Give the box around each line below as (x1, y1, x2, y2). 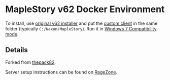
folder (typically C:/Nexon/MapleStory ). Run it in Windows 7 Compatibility (5, 25, 157, 31)
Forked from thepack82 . (5, 59, 56, 65)
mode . (5, 31, 19, 37)
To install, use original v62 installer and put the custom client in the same (5, 20, 158, 26)
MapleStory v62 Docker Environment (5, 4, 165, 15)
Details (5, 46, 28, 54)
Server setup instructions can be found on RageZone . (5, 69, 118, 75)
